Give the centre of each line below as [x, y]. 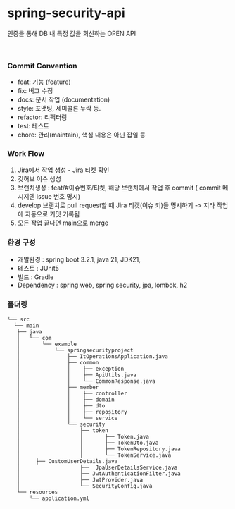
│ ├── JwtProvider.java [80, 480]
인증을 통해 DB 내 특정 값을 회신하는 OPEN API [72, 33]
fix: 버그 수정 [35, 91]
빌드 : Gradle [36, 277]
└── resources [37, 492]
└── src [19, 320]
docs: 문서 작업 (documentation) [64, 99]
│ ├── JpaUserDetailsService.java [97, 468]
